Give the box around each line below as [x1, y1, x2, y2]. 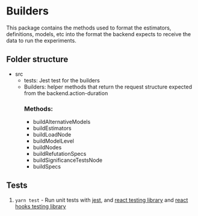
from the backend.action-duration [23, 89, 108, 97]
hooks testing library [14, 203, 66, 210]
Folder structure [6, 54, 69, 64]
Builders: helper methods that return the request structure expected [23, 83, 193, 90]
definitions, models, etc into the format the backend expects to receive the [6, 30, 191, 37]
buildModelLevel [32, 137, 74, 145]
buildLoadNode [32, 131, 72, 138]
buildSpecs [32, 163, 61, 170]
